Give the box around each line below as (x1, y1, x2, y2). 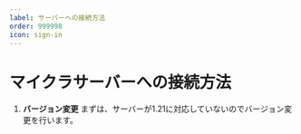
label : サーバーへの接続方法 (9, 13, 106, 23)
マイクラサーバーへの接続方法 (9, 72, 232, 92)
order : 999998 (9, 22, 63, 31)
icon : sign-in (9, 30, 63, 39)
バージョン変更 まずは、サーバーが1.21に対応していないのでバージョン (22, 103, 285, 114)
